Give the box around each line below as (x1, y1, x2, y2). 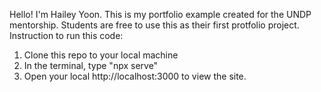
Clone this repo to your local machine (23, 49, 179, 61)
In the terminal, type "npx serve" (23, 60, 159, 71)
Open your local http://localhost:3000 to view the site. (23, 70, 247, 82)
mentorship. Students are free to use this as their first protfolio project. (9, 19, 300, 31)
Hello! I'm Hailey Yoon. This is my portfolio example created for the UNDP (9, 9, 312, 20)
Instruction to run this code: (9, 30, 124, 41)
